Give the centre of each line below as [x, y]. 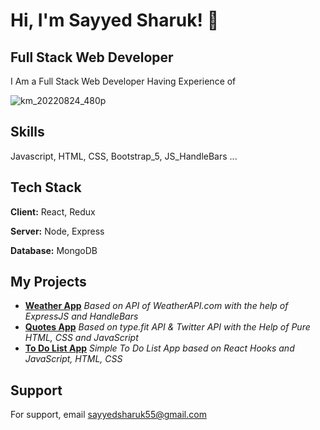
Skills [27, 132]
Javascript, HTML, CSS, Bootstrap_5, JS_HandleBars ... [124, 156]
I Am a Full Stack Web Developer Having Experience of [123, 81]
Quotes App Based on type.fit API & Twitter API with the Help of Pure [167, 327]
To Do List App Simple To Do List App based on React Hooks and [159, 348]
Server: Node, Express [57, 231]
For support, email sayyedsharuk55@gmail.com [108, 415]
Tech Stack [46, 187]
